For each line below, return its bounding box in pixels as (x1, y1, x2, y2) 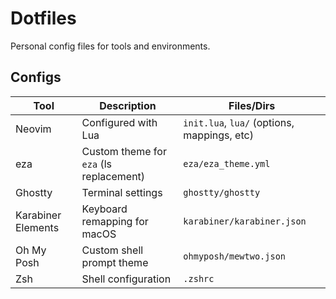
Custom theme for (81, 144, 167, 158)
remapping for (81, 214, 149, 228)
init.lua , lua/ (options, (183, 115, 295, 129)
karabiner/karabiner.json (183, 215, 307, 227)
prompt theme (81, 255, 149, 269)
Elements (15, 220, 60, 234)
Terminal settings (81, 185, 163, 199)
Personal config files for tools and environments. (10, 40, 211, 52)
